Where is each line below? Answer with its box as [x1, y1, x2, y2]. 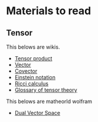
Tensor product [14, 55, 53, 62]
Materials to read [6, 4, 92, 18]
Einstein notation [14, 74, 56, 81]
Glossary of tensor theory [14, 86, 78, 93]
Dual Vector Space [14, 110, 61, 116]
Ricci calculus [14, 80, 49, 87]
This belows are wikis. [6, 43, 60, 50]
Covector [14, 68, 38, 75]
